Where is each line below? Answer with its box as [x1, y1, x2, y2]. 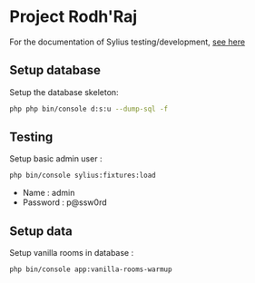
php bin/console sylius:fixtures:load [9, 171, 156, 181]
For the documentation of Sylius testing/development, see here [9, 36, 246, 47]
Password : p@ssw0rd [22, 197, 107, 208]
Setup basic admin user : [9, 153, 103, 164]
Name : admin [22, 188, 75, 199]
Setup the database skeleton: [9, 86, 120, 97]
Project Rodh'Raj [9, 6, 138, 27]
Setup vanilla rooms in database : [9, 248, 134, 259]
